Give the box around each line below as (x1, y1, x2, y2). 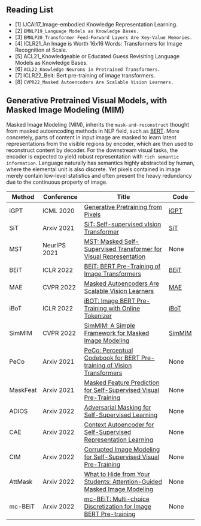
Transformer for (117, 244, 163, 253)
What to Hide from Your (84, 470, 151, 478)
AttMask (9, 477, 33, 486)
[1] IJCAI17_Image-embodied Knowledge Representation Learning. (14, 20, 178, 28)
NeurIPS (42, 241, 66, 249)
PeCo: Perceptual (84, 346, 133, 354)
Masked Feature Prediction (84, 378, 160, 387)
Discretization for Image (84, 502, 151, 510)
